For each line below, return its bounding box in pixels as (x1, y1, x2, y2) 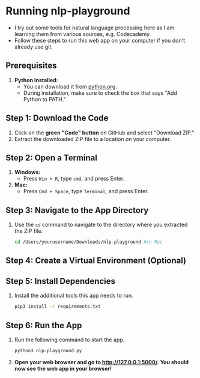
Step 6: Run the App (5, 320, 82, 331)
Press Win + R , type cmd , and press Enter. (23, 175, 125, 182)
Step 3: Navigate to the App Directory (5, 205, 149, 215)
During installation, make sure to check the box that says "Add (23, 89, 178, 97)
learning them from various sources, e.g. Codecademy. (14, 30, 151, 37)
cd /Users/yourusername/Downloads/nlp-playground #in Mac (14, 239, 163, 245)
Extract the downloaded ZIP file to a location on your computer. (14, 135, 171, 142)
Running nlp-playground (5, 4, 130, 18)
